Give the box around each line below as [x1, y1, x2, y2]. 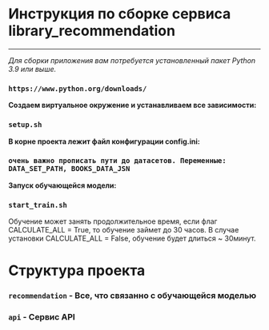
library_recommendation [8, 22, 176, 40]
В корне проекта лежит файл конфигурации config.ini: [8, 137, 200, 146]
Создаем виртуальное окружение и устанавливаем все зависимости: [8, 101, 257, 110]
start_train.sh [8, 201, 68, 209]
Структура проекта [8, 261, 146, 280]
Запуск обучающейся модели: [8, 181, 117, 190]
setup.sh [8, 121, 42, 129]
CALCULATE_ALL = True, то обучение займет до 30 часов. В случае [8, 225, 239, 235]
